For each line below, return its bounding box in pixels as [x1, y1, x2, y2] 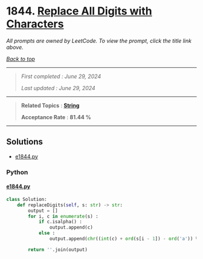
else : [38, 230, 56, 237]
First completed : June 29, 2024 [21, 73, 101, 80]
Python [6, 168, 28, 176]
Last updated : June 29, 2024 [21, 84, 95, 91]
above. [6, 44, 24, 51]
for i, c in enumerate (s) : [28, 213, 98, 219]
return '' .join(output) [28, 246, 88, 252]
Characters [6, 17, 64, 31]
